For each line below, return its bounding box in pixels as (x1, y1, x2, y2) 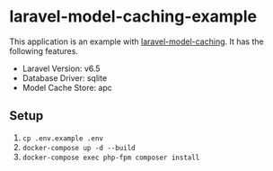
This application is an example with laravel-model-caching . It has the (9, 36, 264, 47)
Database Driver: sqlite (22, 72, 108, 83)
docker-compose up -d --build (22, 143, 136, 152)
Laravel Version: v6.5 (22, 63, 101, 74)
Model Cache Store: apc (22, 82, 112, 93)
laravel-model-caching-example (9, 6, 258, 27)
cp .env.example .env (22, 133, 103, 143)
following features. (9, 45, 79, 56)
